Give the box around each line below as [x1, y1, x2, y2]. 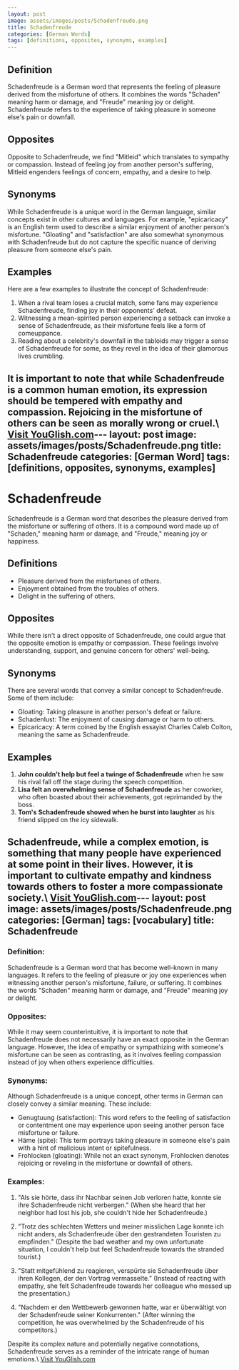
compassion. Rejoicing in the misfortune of [7, 406, 203, 418]
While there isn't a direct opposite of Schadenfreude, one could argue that [7, 631, 226, 640]
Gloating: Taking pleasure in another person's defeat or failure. [17, 708, 203, 716]
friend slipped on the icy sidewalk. [17, 815, 119, 824]
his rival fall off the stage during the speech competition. [17, 777, 184, 786]
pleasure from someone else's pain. [7, 245, 113, 254]
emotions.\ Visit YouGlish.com [7, 1354, 96, 1363]
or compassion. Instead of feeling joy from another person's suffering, [7, 160, 214, 169]
